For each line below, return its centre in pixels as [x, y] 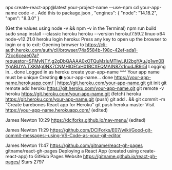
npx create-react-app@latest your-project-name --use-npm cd [72, 7]
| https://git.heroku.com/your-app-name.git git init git [111, 83]
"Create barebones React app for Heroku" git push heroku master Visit [80, 105]
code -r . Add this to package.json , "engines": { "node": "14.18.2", [88, 13]
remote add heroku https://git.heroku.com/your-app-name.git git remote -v [85, 88]
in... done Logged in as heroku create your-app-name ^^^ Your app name [83, 72]
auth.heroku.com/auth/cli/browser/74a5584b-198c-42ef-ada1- [72, 50]
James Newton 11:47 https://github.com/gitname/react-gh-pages [74, 145]
